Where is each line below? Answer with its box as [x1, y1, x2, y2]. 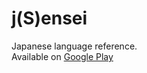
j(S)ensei [11, 7, 88, 30]
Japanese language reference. [11, 40, 138, 52]
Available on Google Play [11, 50, 114, 62]
